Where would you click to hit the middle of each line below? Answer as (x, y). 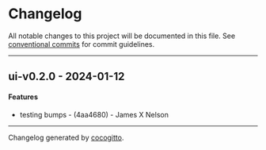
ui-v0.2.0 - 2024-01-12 (66, 77)
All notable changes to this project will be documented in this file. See (122, 36)
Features (23, 97)
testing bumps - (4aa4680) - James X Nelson (94, 114)
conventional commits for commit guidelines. (82, 44)
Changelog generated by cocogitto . (66, 137)
